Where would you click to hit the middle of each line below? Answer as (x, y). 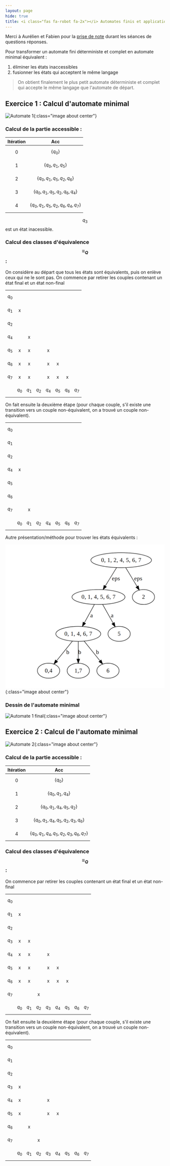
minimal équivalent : (26, 57)
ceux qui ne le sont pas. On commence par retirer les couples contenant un (84, 278)
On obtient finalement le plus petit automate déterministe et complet (89, 82)
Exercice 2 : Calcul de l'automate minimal (72, 732)
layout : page (19, 11)
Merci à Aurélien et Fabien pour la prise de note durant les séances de (78, 37)
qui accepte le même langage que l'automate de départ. (76, 88)
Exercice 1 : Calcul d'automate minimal (67, 103)
